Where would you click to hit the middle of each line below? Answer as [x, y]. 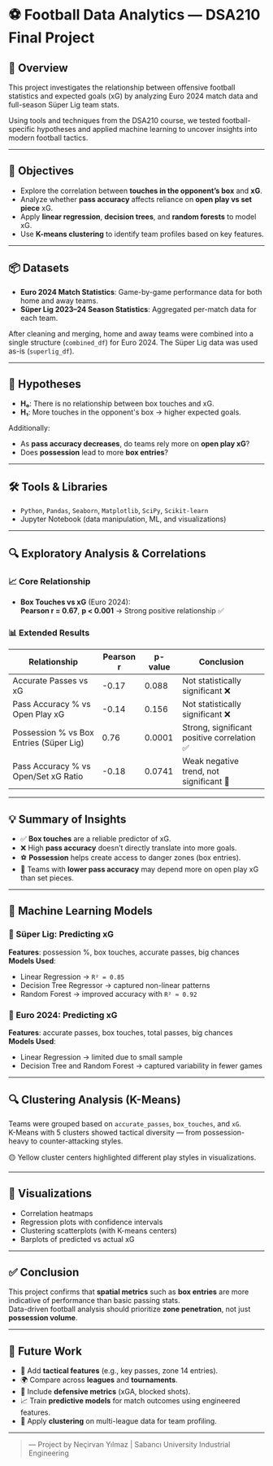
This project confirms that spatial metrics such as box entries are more [129, 1292]
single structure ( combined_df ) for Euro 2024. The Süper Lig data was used [133, 342]
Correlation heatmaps [56, 1213]
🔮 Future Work [45, 1351]
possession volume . [43, 1318]
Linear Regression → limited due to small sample [101, 1057]
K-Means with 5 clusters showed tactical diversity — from [105, 1132]
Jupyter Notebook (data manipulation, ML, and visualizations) [123, 519]
